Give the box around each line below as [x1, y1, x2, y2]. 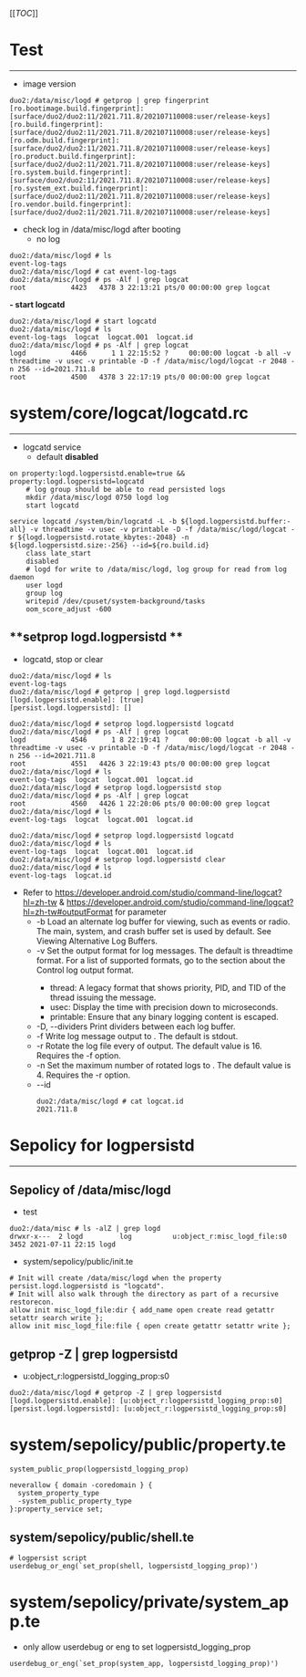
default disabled [36, 451, 98, 462]
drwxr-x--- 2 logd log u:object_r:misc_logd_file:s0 [9, 1232, 287, 1242]
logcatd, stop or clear [22, 653, 104, 664]
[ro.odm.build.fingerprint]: [9, 136, 120, 145]
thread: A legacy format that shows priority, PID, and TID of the [49, 982, 287, 993]
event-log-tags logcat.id [9, 870, 112, 880]
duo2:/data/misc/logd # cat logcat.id [36, 1097, 184, 1106]
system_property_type [17, 1489, 100, 1498]
